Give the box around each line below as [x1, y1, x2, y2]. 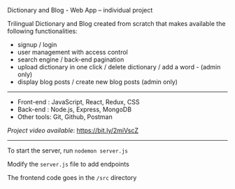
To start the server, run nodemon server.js [7, 146, 128, 155]
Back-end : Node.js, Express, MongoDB [17, 105, 131, 113]
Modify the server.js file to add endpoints [7, 160, 129, 168]
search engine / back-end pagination [17, 55, 124, 64]
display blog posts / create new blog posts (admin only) [17, 78, 178, 86]
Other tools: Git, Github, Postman [17, 113, 113, 121]
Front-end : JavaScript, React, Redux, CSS [17, 98, 140, 106]
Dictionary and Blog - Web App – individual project [7, 6, 153, 14]
